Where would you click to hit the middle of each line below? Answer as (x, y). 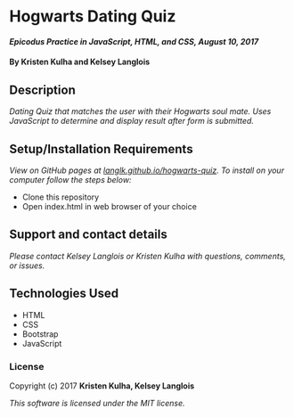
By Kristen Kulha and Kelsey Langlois (80, 62)
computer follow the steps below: (70, 180)
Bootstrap (40, 334)
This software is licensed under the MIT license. (97, 403)
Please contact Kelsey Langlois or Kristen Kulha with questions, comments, (148, 256)
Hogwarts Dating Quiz (93, 16)
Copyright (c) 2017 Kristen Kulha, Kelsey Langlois (102, 386)
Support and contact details (88, 235)
